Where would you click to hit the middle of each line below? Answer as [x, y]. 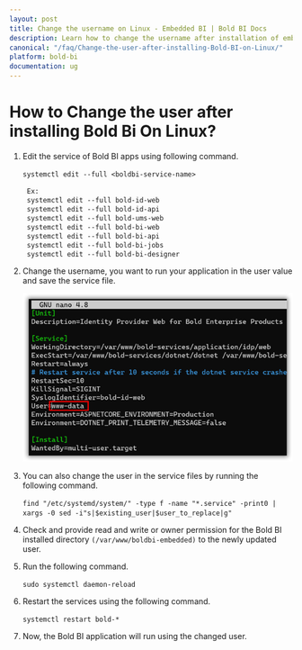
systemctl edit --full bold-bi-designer [103, 254]
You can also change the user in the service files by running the [140, 475]
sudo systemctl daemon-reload [79, 584]
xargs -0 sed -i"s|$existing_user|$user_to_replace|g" [127, 513]
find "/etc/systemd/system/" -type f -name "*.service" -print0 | [149, 503]
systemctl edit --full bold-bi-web [93, 227]
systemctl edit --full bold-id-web [93, 200]
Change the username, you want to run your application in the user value [157, 271]
